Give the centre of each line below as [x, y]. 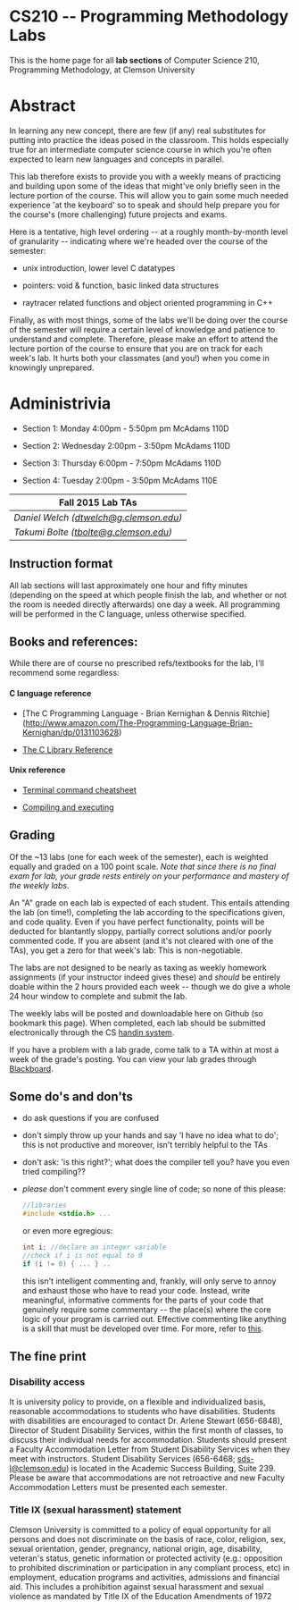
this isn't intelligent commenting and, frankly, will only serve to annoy [149, 1281]
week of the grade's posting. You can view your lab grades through [133, 1059]
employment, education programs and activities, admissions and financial [145, 1577]
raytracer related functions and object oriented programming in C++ [148, 302]
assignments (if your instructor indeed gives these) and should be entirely [145, 977]
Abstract [42, 106]
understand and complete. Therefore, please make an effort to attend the [144, 339]
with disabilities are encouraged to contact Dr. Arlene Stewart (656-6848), [146, 1420]
